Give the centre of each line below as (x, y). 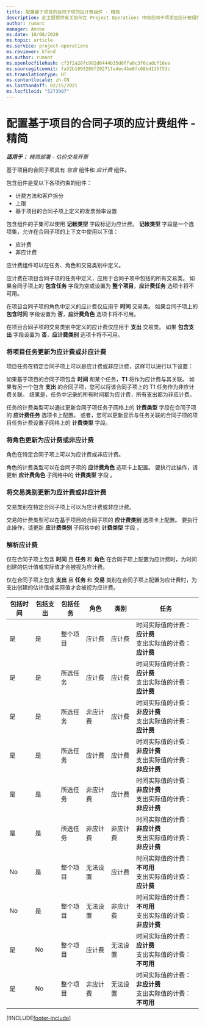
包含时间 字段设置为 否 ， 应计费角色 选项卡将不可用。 (73, 314)
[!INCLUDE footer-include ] (39, 1018)
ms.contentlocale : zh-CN (38, 80)
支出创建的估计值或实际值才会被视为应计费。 (63, 587)
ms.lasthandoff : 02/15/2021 (42, 86)
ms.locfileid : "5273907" (38, 92)
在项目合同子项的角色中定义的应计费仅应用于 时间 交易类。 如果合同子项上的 (102, 306)
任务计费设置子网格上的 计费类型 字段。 (61, 423)
